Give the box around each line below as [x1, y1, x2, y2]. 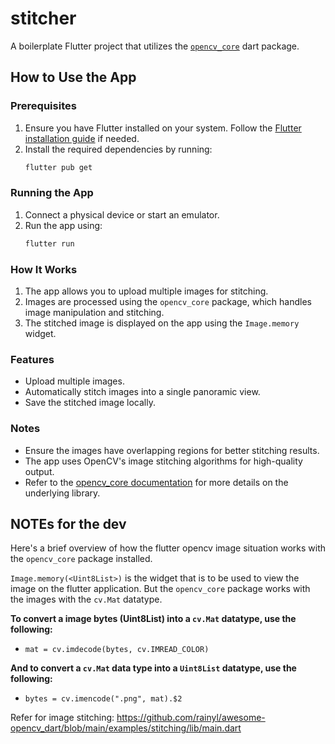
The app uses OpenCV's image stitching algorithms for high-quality [24, 455, 303, 467]
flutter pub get [24, 162, 93, 172]
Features [10, 352, 55, 366]
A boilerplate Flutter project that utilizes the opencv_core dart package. [10, 40, 300, 52]
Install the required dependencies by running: [24, 143, 213, 155]
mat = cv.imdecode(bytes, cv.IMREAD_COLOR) [24, 645, 210, 655]
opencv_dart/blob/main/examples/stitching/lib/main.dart [10, 722, 242, 734]
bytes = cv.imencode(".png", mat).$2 [24, 694, 183, 704]
